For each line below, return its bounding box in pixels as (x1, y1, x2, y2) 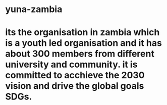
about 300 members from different (5, 48, 155, 60)
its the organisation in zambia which (5, 27, 160, 38)
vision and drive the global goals (5, 80, 144, 92)
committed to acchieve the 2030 (5, 70, 145, 81)
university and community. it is (5, 59, 138, 70)
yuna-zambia (5, 4, 63, 15)
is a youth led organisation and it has (5, 37, 162, 49)
